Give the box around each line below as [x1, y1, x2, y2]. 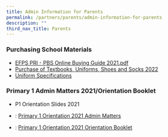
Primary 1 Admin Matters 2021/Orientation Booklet [6, 87, 156, 95]
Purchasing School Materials [6, 46, 92, 54]
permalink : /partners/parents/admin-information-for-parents [6, 14, 163, 20]
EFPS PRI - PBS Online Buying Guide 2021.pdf [14, 59, 129, 66]
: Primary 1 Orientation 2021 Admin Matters [14, 112, 121, 119]
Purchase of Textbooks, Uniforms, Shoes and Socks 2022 [14, 65, 158, 73]
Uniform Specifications [14, 72, 72, 79]
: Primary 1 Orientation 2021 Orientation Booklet [14, 124, 133, 131]
